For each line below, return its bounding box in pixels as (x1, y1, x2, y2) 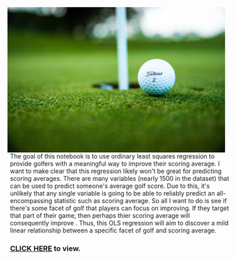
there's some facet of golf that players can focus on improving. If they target (10, 204, 229, 212)
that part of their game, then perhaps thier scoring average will (10, 212, 191, 219)
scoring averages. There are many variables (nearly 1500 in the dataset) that (10, 175, 230, 182)
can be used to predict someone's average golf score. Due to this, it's (10, 182, 210, 190)
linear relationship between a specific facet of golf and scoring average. (10, 226, 217, 235)
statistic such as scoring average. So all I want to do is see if (54, 197, 227, 205)
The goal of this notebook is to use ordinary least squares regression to (10, 152, 215, 160)
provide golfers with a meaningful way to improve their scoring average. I (10, 160, 220, 168)
